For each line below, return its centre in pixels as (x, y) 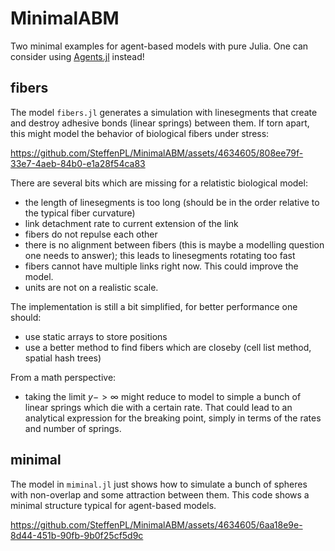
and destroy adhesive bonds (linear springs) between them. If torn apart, (160, 123)
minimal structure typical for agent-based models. (113, 505)
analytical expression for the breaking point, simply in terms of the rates (173, 418)
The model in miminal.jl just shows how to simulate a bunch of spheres (159, 484)
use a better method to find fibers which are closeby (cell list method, (168, 347)
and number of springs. (73, 428)
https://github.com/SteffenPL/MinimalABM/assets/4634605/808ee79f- (157, 153)
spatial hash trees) (63, 358)
